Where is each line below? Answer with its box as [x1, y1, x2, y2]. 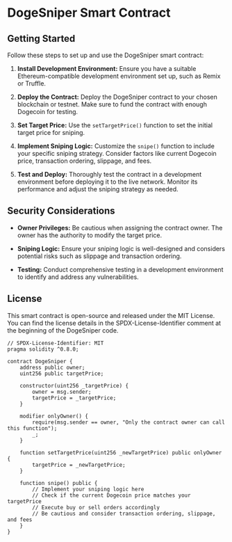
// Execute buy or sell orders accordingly [32, 504, 160, 511]
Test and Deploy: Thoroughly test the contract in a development [17, 170, 202, 178]
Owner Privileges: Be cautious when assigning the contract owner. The [17, 223, 223, 232]
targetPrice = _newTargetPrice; [32, 461, 126, 468]
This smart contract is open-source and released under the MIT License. [7, 311, 215, 319]
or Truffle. [17, 79, 47, 88]
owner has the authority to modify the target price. [17, 231, 163, 239]
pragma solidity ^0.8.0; [7, 346, 79, 353]
